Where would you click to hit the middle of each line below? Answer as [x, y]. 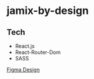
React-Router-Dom [38, 52]
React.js [25, 46]
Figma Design [23, 70]
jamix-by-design [48, 11]
